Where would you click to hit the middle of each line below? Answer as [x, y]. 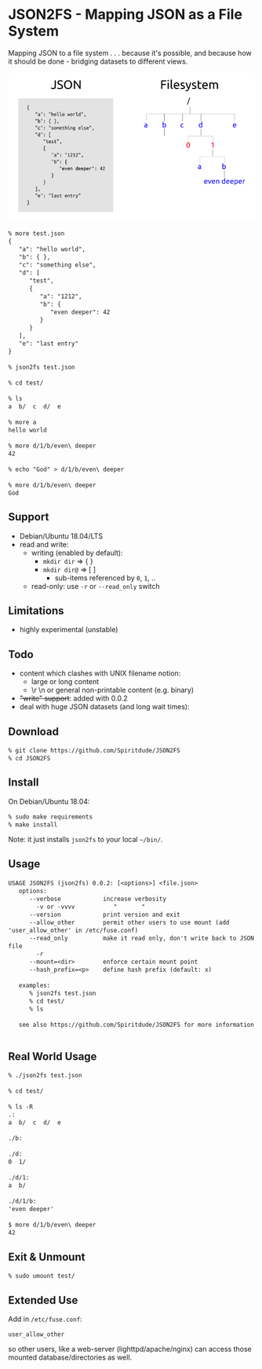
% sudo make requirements [50, 817]
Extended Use [43, 1300]
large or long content [65, 682]
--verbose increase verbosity [98, 899]
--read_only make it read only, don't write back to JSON [142, 938]
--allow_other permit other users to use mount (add [129, 922]
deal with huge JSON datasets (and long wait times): [104, 707]
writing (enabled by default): [77, 553]
